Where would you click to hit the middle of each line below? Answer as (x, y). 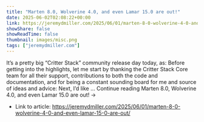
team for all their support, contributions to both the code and (82, 75)
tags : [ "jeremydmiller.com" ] (43, 46)
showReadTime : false (32, 34)
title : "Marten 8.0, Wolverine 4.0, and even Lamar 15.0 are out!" (93, 12)
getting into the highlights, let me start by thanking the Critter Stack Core (97, 69)
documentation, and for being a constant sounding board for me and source (101, 82)
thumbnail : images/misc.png (42, 40)
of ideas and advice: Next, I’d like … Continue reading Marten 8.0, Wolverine (101, 88)
